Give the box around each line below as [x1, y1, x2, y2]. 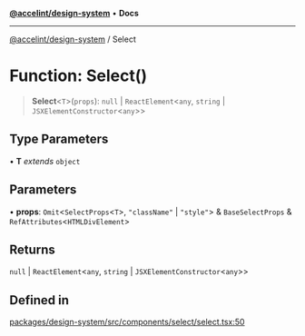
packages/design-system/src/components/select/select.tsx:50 [9, 317, 245, 328]
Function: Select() [9, 65, 148, 86]
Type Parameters [9, 132, 109, 147]
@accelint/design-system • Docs [9, 8, 139, 18]
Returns [9, 242, 56, 257]
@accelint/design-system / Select [9, 34, 136, 44]
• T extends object [9, 155, 81, 166]
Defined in [9, 292, 70, 308]
